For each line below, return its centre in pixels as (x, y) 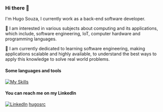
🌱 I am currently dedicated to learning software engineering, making (75, 49)
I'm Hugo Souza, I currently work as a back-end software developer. (75, 19)
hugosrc (37, 104)
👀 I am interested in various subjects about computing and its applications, (82, 28)
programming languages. (31, 39)
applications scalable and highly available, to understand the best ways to (81, 54)
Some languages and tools (33, 70)
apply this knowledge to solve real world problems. (58, 59)
